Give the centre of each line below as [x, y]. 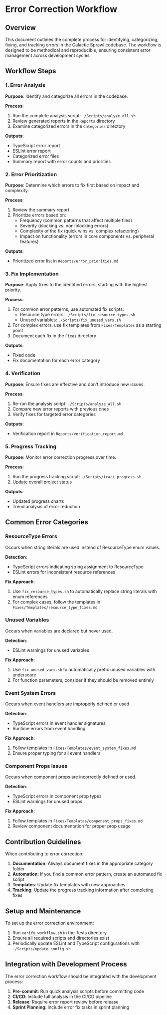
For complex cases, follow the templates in [56, 602]
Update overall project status [42, 482]
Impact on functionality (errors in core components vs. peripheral [87, 236]
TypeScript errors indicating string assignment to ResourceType [78, 567]
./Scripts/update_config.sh [41, 949]
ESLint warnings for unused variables [51, 650]
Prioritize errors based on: [39, 215]
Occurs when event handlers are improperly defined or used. [68, 704]
